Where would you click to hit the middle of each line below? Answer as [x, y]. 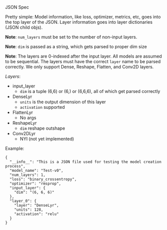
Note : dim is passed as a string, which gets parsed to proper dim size [76, 46]
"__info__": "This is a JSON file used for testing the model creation [86, 162]
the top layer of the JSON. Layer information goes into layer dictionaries [79, 22]
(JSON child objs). [24, 27]
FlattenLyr [23, 112]
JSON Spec [17, 7]
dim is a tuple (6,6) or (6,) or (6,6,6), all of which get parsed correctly [90, 91]
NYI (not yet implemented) [47, 139]
